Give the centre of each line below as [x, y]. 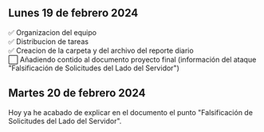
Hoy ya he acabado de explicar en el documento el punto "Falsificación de [131, 112]
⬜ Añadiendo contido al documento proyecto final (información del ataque [132, 59]
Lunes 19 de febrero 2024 [73, 13]
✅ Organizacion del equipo [53, 32]
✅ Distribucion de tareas [49, 41]
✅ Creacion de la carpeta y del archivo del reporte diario [101, 50]
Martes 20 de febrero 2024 [77, 93]
